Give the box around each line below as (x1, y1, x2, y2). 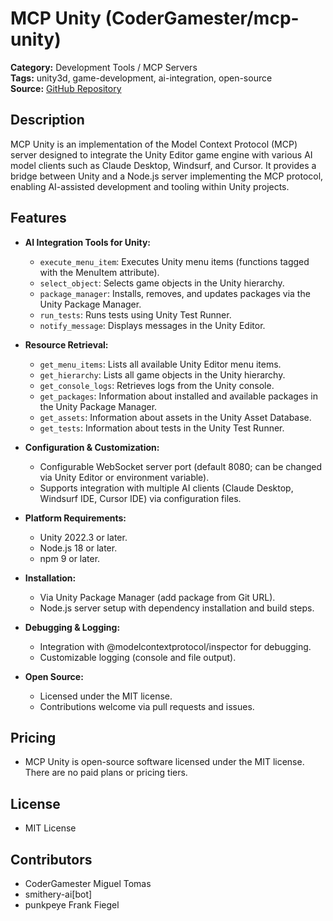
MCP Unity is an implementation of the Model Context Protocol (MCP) (10, 138, 298, 150)
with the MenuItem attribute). (39, 266, 160, 278)
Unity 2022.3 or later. (39, 531, 128, 543)
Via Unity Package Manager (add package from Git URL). (39, 591, 276, 603)
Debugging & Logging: (24, 621, 121, 633)
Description (10, 112, 85, 129)
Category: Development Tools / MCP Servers (10, 61, 198, 73)
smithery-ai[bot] (24, 888, 93, 900)
